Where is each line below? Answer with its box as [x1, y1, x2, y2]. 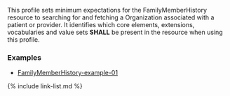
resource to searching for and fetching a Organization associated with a [7, 13, 215, 22]
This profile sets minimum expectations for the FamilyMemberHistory [7, 6, 208, 14]
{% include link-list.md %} [7, 82, 83, 90]
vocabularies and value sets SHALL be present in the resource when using [7, 28, 223, 36]
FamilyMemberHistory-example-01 [17, 69, 118, 77]
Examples [7, 52, 42, 62]
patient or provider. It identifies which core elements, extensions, [7, 21, 195, 29]
